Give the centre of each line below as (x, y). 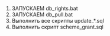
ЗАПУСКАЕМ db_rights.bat (45, 8)
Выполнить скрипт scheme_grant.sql (57, 27)
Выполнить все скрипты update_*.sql (58, 21)
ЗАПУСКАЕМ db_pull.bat (42, 15)
